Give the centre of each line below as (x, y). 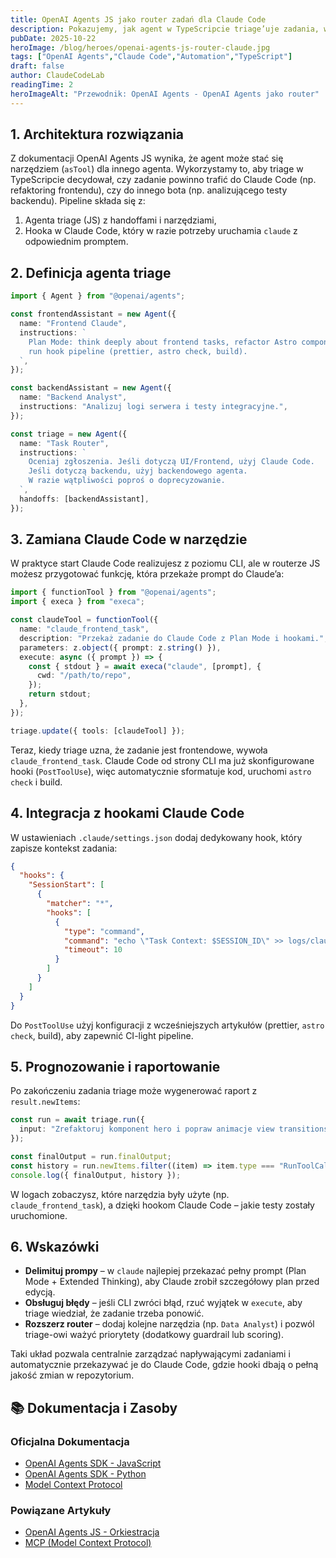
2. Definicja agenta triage (91, 272)
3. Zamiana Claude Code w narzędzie (129, 539)
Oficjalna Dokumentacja (70, 1441)
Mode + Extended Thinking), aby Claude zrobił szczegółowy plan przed (172, 1282)
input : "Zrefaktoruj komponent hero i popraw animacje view (147, 1129)
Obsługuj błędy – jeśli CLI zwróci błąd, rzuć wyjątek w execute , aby (163, 1303)
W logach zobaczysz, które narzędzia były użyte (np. (120, 1194)
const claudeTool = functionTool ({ (84, 620)
